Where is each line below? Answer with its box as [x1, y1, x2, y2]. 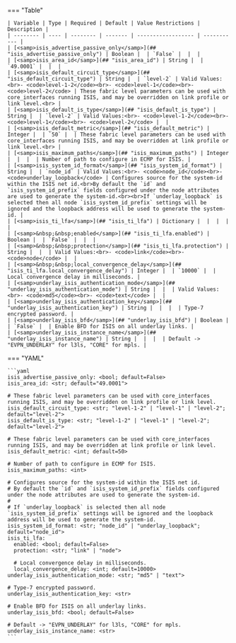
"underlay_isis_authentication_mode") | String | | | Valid [7, 286, 194, 293]
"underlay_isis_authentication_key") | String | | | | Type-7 [7, 304, 203, 311]
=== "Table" [7, 6, 44, 14]
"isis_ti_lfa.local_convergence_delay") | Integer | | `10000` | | [7, 267, 217, 274]
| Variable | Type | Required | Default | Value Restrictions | [7, 20, 201, 27]
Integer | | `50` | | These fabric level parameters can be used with [7, 131, 226, 138]
